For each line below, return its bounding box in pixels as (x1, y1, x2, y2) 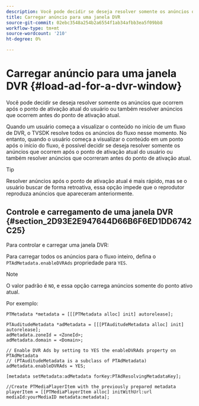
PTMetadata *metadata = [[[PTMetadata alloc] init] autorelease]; (6, 311, 174, 317)
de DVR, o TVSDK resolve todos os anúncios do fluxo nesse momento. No (6, 129, 187, 136)
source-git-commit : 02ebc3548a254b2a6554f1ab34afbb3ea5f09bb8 (6, 20, 163, 25)
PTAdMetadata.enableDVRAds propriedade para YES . (6, 259, 127, 266)
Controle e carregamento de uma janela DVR (6, 207, 174, 217)
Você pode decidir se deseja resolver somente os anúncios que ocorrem (6, 99, 184, 106)
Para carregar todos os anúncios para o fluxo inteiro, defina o (6, 253, 156, 260)
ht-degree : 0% (6, 36, 41, 42)
